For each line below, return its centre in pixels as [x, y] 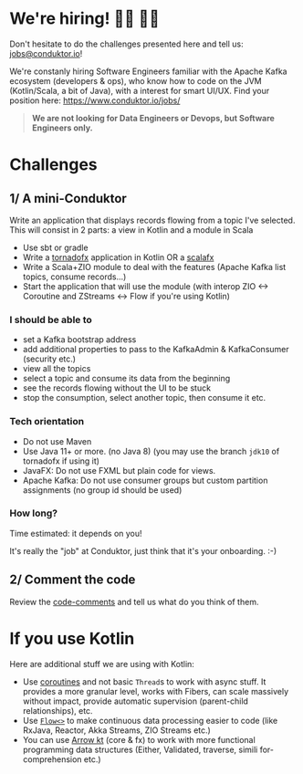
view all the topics [57, 369]
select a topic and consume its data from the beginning [126, 379]
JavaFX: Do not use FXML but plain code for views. [119, 470]
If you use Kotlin [72, 638]
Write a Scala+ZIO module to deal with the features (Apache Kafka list [154, 267]
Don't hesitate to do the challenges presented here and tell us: [126, 44]
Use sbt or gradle [55, 247]
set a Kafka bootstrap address [79, 340]
